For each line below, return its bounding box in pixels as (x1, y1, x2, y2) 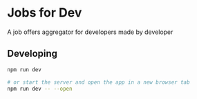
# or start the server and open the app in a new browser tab (7, 78, 190, 86)
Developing (7, 48, 57, 60)
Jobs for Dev (7, 5, 82, 21)
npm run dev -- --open (7, 85, 73, 92)
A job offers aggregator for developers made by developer (7, 28, 173, 36)
